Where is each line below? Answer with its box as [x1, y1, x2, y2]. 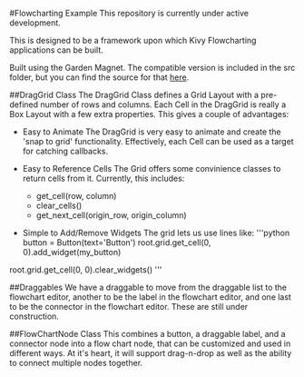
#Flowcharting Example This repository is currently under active [9, 8, 250, 18]
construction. [9, 311, 59, 322]
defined [9, 99, 39, 110]
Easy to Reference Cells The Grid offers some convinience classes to [22, 164, 281, 174]
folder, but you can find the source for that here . [9, 72, 190, 83]
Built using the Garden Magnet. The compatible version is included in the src [9, 63, 296, 73]
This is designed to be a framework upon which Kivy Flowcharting [9, 35, 257, 45]
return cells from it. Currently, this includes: [22, 173, 185, 184]
